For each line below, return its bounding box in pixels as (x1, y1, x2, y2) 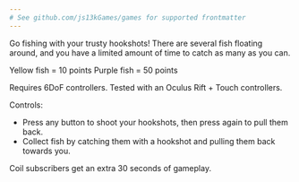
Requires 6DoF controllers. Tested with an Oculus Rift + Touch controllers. (9, 82, 283, 92)
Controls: (9, 100, 43, 110)
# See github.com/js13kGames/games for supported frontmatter (9, 13, 246, 22)
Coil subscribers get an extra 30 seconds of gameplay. (9, 162, 212, 173)
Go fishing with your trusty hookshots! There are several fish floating (9, 38, 263, 48)
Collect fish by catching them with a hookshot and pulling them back (21, 135, 276, 146)
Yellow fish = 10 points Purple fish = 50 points (9, 65, 178, 75)
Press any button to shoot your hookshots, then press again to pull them (21, 117, 288, 127)
